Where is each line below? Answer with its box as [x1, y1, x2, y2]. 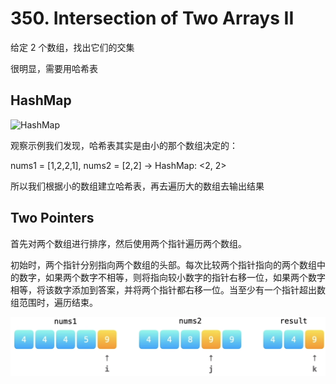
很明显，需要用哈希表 [10, 62, 98, 74]
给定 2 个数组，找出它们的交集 [10, 41, 135, 53]
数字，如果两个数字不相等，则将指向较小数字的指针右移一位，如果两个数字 [18, 271, 326, 283]
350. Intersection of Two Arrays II [10, 7, 295, 30]
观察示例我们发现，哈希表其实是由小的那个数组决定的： [10, 139, 238, 151]
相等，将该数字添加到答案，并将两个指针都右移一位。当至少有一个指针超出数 [10, 283, 326, 296]
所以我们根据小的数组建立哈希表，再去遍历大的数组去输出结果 [10, 180, 265, 192]
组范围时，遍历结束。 [10, 296, 98, 308]
